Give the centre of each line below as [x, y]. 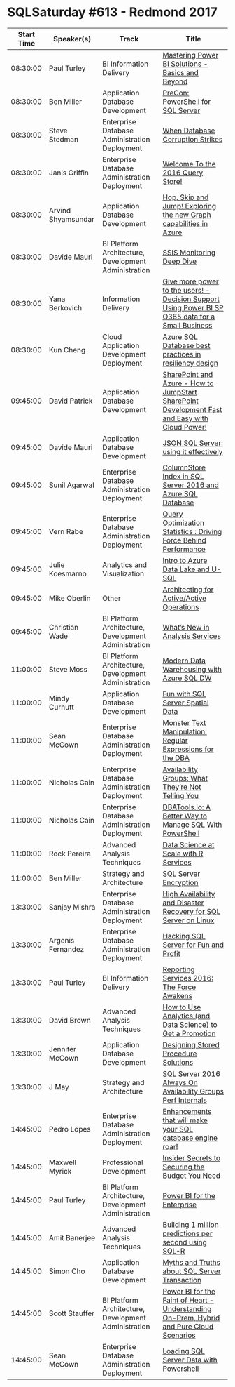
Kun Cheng [67, 350]
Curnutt [62, 707]
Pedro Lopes [70, 1129]
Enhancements [187, 1111]
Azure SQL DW [187, 678]
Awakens [177, 995]
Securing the [184, 1167]
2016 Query [183, 173]
